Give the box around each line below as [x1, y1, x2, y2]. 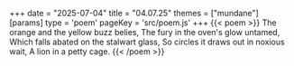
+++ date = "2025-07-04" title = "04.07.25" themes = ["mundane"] [9, 8, 259, 18]
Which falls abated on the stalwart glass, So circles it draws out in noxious [9, 36, 286, 47]
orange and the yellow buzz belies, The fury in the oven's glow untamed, [9, 27, 280, 37]
